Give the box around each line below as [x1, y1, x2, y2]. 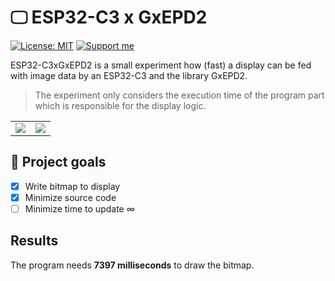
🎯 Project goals [10, 154, 107, 171]
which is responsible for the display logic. [34, 99, 207, 111]
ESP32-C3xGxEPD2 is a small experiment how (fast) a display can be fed [10, 59, 312, 71]
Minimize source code [24, 191, 117, 203]
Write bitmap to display [24, 180, 121, 192]
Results [10, 232, 59, 250]
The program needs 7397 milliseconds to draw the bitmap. [10, 259, 255, 271]
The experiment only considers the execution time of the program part [34, 89, 325, 101]
